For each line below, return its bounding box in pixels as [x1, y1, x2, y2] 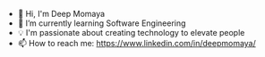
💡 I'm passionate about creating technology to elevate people [17, 28, 245, 37]
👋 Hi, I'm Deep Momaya [17, 9, 106, 19]
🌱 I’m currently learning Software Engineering [17, 18, 186, 28]
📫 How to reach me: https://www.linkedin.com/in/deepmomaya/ [17, 38, 257, 48]
